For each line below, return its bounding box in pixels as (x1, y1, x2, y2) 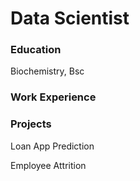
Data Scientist (10, 7, 130, 30)
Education (10, 43, 62, 57)
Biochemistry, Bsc (10, 65, 85, 77)
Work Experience (10, 90, 97, 104)
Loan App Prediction (10, 140, 95, 152)
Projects (10, 117, 52, 131)
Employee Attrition (10, 159, 87, 171)
